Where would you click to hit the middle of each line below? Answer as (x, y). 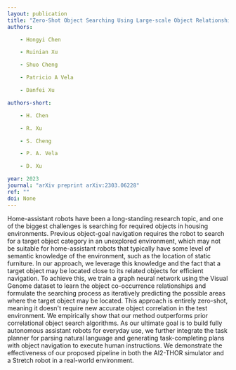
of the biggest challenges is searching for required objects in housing (108, 226)
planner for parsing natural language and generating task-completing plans (116, 338)
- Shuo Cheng (39, 65)
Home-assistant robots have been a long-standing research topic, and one (115, 218)
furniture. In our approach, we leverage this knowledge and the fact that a (114, 263)
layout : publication (38, 14)
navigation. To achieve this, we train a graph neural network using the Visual (118, 278)
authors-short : (29, 103)
